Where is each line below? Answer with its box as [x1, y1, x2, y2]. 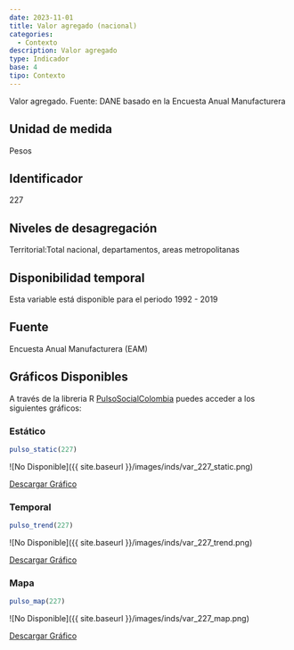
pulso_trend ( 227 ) [9, 521, 74, 530]
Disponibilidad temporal [9, 270, 145, 286]
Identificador [9, 171, 83, 186]
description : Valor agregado [9, 46, 118, 55]
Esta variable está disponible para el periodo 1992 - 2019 [9, 294, 218, 304]
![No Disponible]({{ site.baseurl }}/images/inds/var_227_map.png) [9, 613, 249, 624]
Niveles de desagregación [9, 221, 158, 236]
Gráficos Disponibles [9, 370, 129, 385]
